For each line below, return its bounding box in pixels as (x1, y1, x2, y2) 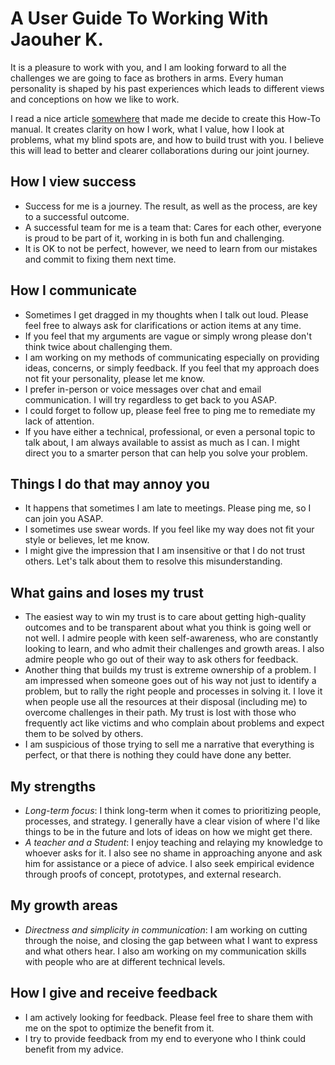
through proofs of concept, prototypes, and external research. (24, 868, 282, 880)
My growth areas (10, 897, 118, 914)
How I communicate (10, 282, 138, 299)
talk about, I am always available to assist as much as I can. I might (24, 436, 300, 448)
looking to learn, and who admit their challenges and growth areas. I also (24, 643, 325, 655)
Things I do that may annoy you (10, 475, 210, 492)
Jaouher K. (10, 28, 104, 51)
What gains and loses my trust (10, 584, 204, 601)
